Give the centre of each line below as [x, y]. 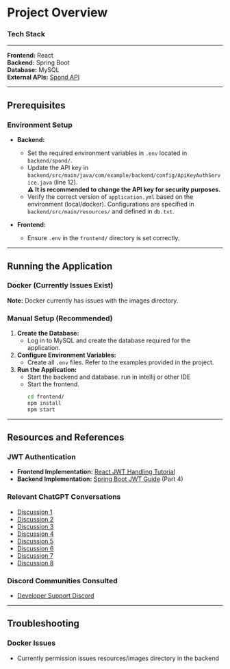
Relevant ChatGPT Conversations [64, 497]
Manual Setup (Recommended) [60, 318]
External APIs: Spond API [43, 78]
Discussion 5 [35, 541]
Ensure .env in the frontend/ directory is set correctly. [103, 238]
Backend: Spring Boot [38, 62]
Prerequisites [36, 105]
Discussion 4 [35, 534]
